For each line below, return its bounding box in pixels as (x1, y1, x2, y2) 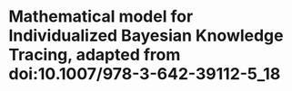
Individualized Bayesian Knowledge (8, 25, 284, 46)
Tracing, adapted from (8, 45, 181, 65)
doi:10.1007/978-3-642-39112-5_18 (8, 64, 281, 85)
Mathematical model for (8, 6, 194, 27)
